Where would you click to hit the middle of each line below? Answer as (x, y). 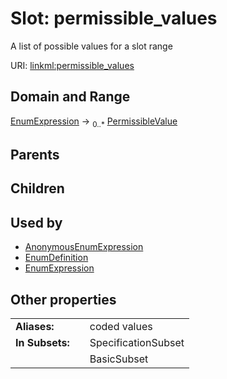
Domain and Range (70, 97)
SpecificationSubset (137, 342)
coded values (121, 326)
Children (37, 188)
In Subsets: (42, 342)
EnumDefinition (56, 258)
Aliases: (35, 326)
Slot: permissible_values (114, 18)
